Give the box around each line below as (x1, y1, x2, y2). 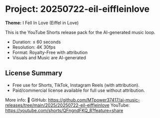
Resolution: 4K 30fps (12, 44, 56, 50)
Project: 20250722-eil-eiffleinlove (5, 3, 150, 15)
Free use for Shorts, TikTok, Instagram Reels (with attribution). (12, 82, 140, 88)
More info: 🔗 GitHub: (5, 97, 47, 103)
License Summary (5, 69, 63, 78)
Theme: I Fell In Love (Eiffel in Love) (5, 20, 79, 26)
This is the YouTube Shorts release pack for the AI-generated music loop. (5, 29, 156, 35)
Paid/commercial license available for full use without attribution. (12, 87, 145, 93)
